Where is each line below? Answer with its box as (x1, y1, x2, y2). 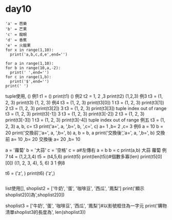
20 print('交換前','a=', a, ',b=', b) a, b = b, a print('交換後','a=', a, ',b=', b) (5, 130, 155, 136)
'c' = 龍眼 (5, 32, 27, 37)
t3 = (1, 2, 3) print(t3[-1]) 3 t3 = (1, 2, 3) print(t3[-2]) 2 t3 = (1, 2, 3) (5, 111, 145, 117)
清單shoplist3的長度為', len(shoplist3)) (5, 209, 86, 215)
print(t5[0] (140, 153, 162, 159)
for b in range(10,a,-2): (5, 65, 61, 70)
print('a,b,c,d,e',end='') (10, 52, 68, 57)
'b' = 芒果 (5, 26, 27, 31)
